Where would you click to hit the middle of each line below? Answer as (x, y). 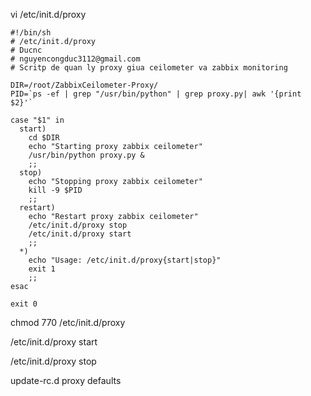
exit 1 (42, 269)
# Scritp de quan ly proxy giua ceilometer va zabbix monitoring (149, 68)
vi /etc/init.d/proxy (48, 14)
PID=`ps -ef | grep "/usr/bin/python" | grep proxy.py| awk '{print (156, 94)
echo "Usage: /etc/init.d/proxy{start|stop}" (125, 260)
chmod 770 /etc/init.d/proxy (68, 322)
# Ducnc (26, 50)
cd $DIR (44, 138)
